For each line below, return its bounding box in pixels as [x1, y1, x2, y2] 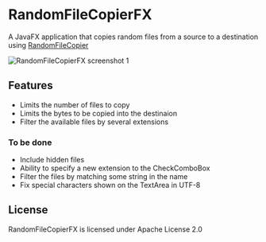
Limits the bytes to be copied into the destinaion [19, 108, 177, 118]
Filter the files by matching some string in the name [19, 172, 188, 181]
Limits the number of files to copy [19, 100, 130, 109]
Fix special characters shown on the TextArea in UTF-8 [19, 181, 201, 190]
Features [8, 79, 53, 92]
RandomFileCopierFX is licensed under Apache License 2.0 [8, 224, 202, 234]
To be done [8, 137, 52, 148]
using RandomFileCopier [8, 40, 89, 49]
